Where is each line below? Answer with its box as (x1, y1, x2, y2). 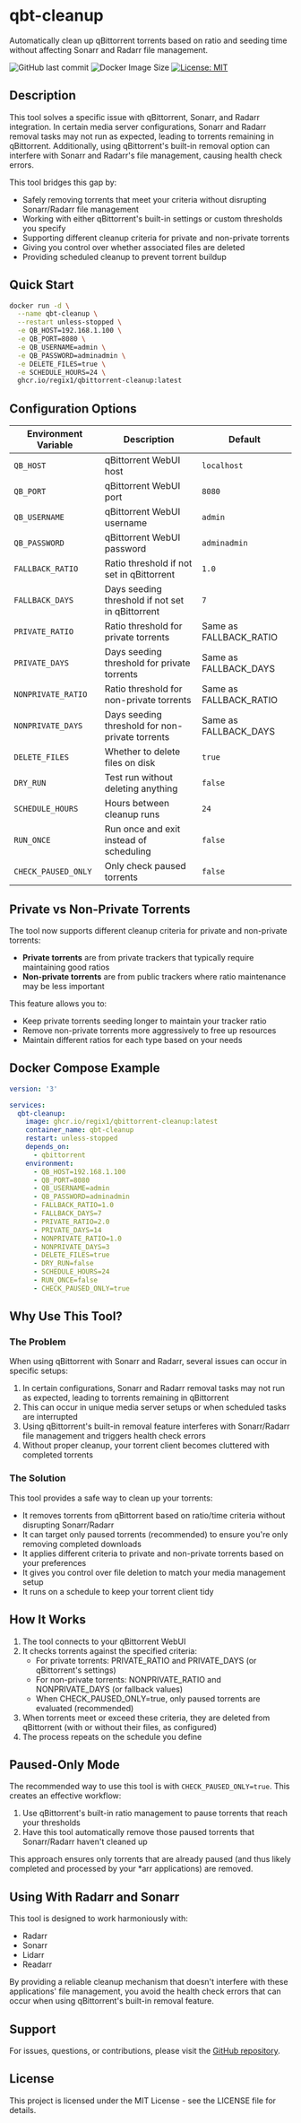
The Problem (9, 1336, 67, 1348)
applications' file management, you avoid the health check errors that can (9, 1986, 282, 1997)
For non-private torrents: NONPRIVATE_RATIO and (35, 1674, 222, 1684)
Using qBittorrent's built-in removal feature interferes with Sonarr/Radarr (21, 1421, 290, 1431)
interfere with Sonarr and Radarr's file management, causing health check (9, 150, 282, 161)
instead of (104, 834, 148, 847)
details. (9, 2104, 37, 2115)
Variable (36, 439, 73, 451)
